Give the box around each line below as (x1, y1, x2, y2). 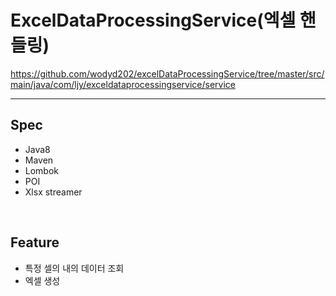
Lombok (24, 164, 60, 176)
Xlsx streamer (24, 186, 83, 198)
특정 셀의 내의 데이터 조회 (24, 262, 125, 274)
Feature (10, 234, 60, 251)
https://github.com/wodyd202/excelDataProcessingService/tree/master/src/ (10, 67, 325, 80)
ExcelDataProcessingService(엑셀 (10, 9, 297, 32)
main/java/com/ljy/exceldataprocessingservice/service (10, 78, 237, 90)
